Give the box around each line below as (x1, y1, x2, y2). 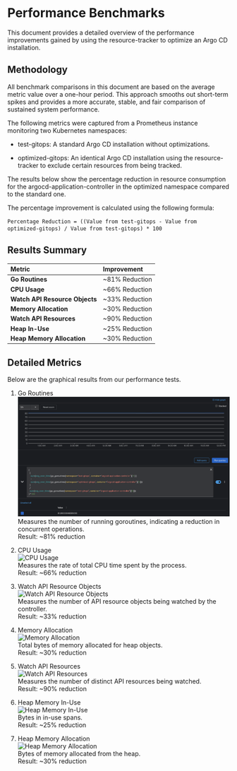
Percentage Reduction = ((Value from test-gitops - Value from (7, 217, 197, 225)
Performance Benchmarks (7, 5, 165, 21)
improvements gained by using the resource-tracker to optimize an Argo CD (7, 35, 228, 44)
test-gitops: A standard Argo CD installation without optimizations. (17, 140, 210, 148)
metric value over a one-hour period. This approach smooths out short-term (7, 90, 229, 98)
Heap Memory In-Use (17, 698, 81, 707)
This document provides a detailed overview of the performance (7, 28, 195, 37)
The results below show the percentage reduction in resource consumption (7, 174, 226, 183)
